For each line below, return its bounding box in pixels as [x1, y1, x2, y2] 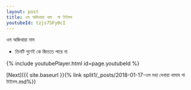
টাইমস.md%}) [6, 78, 36, 85]
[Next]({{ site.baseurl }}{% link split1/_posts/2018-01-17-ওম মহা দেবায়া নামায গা [6, 72, 185, 79]
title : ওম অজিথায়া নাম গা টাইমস [6, 14, 73, 20]
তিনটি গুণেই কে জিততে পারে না [14, 48, 68, 55]
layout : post [6, 8, 39, 15]
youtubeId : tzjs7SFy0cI [6, 20, 66, 26]
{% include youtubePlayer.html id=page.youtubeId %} [6, 60, 140, 67]
